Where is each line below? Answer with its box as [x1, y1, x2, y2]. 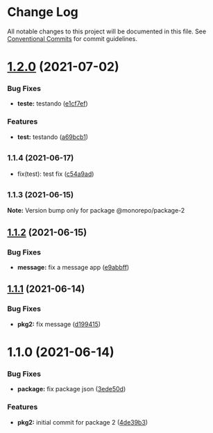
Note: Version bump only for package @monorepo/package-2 [7, 206, 185, 215]
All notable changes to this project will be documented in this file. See [7, 27, 207, 35]
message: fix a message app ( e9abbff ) [17, 263, 130, 272]
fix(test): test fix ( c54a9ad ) [17, 170, 94, 178]
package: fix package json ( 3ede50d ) [17, 385, 126, 393]
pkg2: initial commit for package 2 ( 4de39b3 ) [17, 418, 148, 426]
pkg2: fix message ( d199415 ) [17, 320, 101, 328]
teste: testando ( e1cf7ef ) [17, 99, 88, 108]
